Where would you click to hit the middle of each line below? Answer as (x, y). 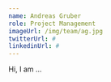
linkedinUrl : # (34, 46)
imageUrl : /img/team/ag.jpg (56, 31)
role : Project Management (52, 24)
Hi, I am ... (25, 69)
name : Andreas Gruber (45, 16)
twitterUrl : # (32, 39)
